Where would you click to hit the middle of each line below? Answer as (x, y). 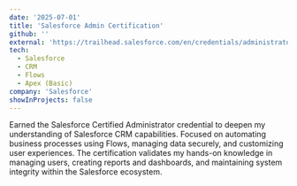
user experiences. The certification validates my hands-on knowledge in (141, 153)
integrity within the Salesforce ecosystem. (86, 172)
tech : (19, 50)
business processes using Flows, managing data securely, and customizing (147, 143)
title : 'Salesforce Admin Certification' (87, 26)
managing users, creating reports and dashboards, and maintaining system (146, 163)
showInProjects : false (51, 100)
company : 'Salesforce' (51, 91)
